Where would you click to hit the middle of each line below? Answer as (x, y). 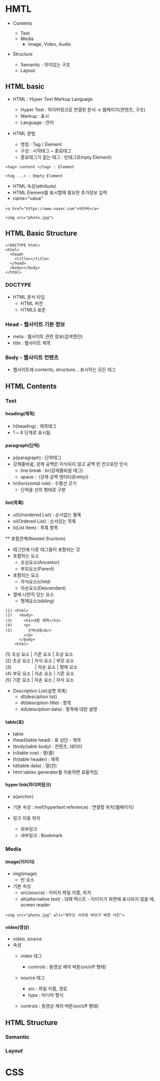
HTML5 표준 (33, 309)
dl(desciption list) (39, 697)
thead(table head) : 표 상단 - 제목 (47, 740)
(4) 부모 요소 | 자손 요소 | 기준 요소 (40, 673)
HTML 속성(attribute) (34, 186)
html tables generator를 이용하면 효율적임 (55, 772)
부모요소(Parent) (37, 569)
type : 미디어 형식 (46, 995)
